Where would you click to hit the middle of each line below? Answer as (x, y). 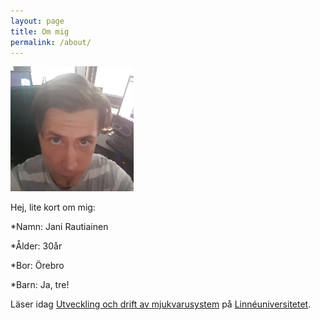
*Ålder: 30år (36, 246)
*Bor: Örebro (37, 266)
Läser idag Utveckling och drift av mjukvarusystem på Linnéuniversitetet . (161, 304)
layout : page (37, 21)
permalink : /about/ (51, 42)
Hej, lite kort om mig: (53, 207)
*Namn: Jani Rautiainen (59, 227)
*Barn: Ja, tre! (40, 285)
